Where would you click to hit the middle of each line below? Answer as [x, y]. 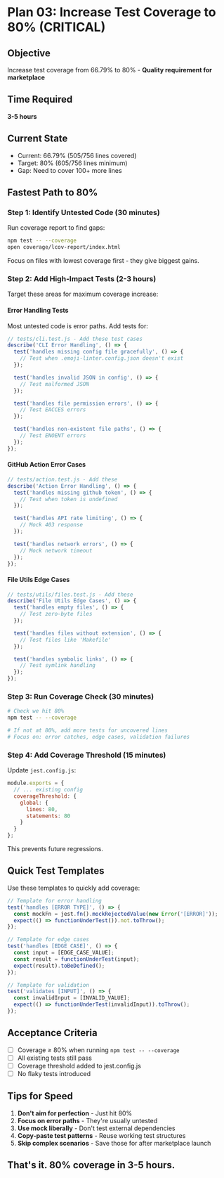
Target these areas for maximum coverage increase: [83, 294]
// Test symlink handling [58, 666]
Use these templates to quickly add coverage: [74, 888]
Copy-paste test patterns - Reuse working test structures [101, 1135]
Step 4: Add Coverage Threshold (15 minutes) [87, 755]
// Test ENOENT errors [53, 436]
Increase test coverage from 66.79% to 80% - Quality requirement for [110, 70]
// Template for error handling [54, 900]
